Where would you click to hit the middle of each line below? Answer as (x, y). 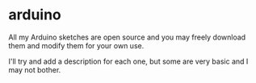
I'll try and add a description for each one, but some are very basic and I (128, 61)
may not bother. (35, 69)
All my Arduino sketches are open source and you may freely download (127, 37)
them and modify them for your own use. (76, 45)
